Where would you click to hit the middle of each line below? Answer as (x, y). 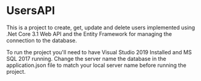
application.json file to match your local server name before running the (96, 65)
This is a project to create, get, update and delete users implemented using (101, 27)
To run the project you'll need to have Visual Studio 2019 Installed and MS (99, 52)
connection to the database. (42, 40)
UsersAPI (31, 11)
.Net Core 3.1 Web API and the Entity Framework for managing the (89, 33)
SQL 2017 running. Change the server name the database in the (86, 58)
